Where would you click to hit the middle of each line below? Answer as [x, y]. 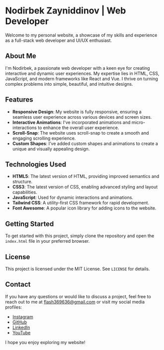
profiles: [14, 307]
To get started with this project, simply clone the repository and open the [80, 236]
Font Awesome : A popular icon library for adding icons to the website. [84, 208]
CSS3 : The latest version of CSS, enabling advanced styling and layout [85, 187]
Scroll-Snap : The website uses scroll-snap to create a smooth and [81, 133]
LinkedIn [21, 327]
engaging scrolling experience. [44, 138]
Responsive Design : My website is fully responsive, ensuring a [77, 112]
